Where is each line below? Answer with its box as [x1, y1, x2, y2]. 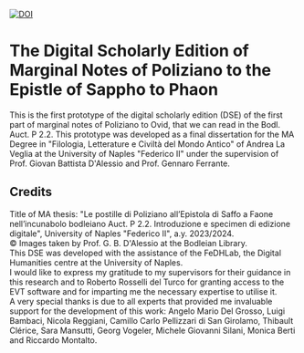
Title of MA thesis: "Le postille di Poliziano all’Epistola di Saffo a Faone [9, 208, 274, 219]
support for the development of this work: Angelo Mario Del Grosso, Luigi [9, 306, 286, 317]
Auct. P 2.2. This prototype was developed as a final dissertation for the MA [9, 129, 295, 140]
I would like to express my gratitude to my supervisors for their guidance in [9, 266, 291, 277]
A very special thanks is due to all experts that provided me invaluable [9, 296, 273, 306]
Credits [9, 184, 53, 200]
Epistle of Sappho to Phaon [9, 79, 219, 100]
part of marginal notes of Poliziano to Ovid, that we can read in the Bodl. [9, 119, 281, 130]
